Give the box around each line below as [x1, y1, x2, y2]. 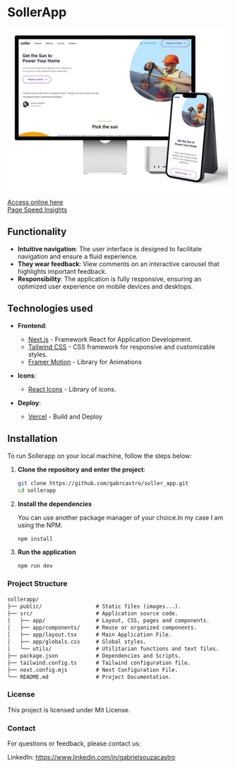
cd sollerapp [17, 487, 56, 494]
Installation [7, 433, 58, 445]
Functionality [7, 226, 67, 238]
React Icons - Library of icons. [28, 385, 116, 393]
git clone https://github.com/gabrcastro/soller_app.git [17, 479, 189, 487]
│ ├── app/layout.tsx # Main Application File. [7, 631, 172, 638]
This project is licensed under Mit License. [7, 705, 131, 714]
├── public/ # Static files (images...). [7, 603, 181, 610]
